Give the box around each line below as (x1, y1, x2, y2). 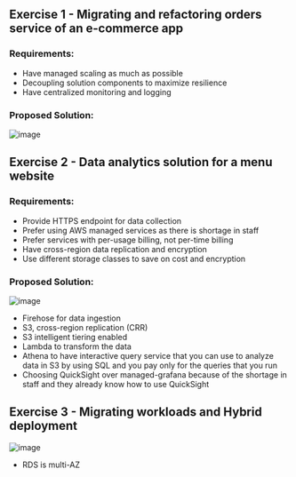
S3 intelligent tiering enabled (21, 331, 128, 342)
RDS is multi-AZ (21, 459, 81, 470)
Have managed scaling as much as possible (21, 68, 184, 78)
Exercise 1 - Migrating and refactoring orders (9, 7, 262, 22)
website (9, 169, 55, 184)
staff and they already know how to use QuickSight (21, 378, 210, 389)
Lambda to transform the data (21, 341, 132, 352)
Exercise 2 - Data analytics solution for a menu (9, 155, 273, 170)
